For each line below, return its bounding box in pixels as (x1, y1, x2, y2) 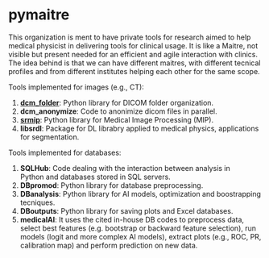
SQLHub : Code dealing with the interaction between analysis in (19, 163, 231, 173)
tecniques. (19, 198, 56, 207)
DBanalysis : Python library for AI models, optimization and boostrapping (19, 189, 262, 198)
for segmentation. (19, 131, 80, 142)
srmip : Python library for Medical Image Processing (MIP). (19, 114, 214, 124)
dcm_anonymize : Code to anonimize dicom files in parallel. (19, 106, 217, 116)
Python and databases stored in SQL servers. (19, 172, 171, 181)
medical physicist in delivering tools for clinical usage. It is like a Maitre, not (8, 40, 259, 50)
